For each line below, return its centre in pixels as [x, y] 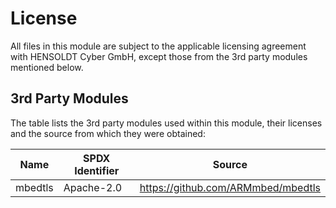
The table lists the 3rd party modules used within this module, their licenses [166, 123]
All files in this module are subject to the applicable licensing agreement [158, 46]
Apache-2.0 [93, 187]
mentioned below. [47, 67]
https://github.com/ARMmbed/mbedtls [230, 187]
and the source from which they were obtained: [108, 133]
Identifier [97, 170]
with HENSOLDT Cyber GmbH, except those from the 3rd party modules [159, 56]
